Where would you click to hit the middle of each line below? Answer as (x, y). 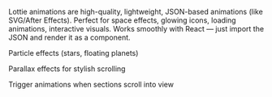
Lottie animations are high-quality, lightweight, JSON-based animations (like (136, 12)
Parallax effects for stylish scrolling (67, 69)
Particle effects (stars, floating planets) (73, 53)
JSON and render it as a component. (70, 37)
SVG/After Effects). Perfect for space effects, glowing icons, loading (123, 20)
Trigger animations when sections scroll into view (91, 84)
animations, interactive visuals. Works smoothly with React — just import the (136, 29)
